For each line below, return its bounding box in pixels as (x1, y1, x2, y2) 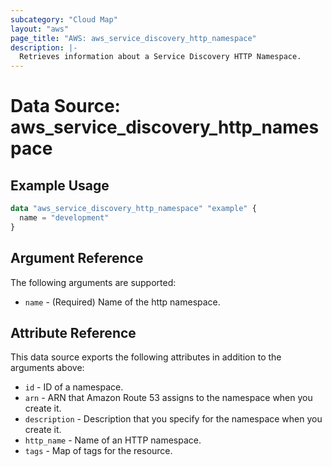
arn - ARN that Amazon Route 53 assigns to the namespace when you (24, 392, 313, 404)
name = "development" (19, 213, 110, 223)
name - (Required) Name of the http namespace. (24, 296, 221, 308)
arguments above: (10, 362, 85, 374)
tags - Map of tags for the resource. (24, 445, 173, 457)
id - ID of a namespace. (24, 381, 124, 393)
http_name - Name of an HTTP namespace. (24, 434, 202, 446)
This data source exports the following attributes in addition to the (10, 351, 282, 363)
